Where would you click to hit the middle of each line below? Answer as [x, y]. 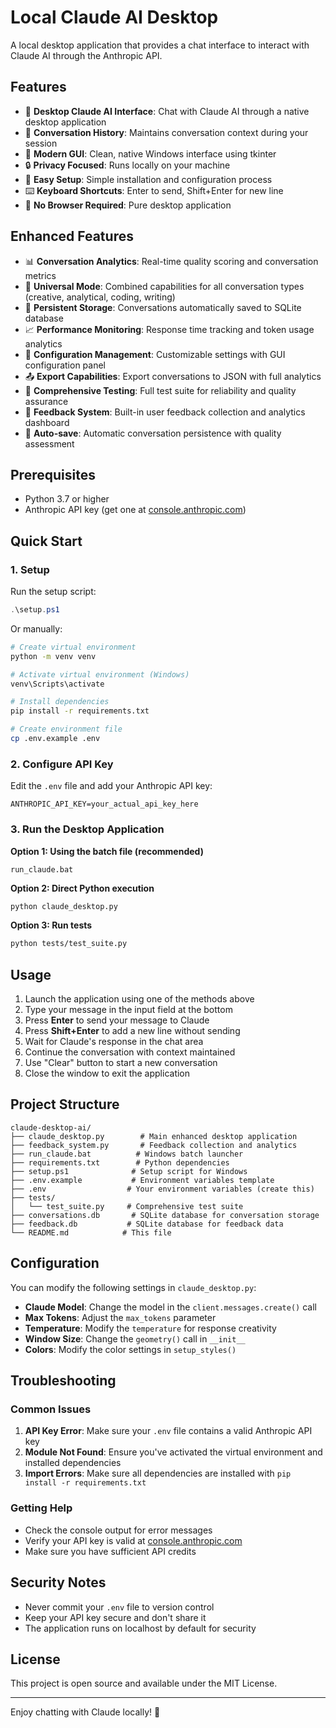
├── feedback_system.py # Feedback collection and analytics [154, 1145]
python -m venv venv [53, 656]
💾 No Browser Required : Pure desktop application [128, 205]
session [41, 143]
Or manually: [36, 628]
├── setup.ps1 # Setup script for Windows [129, 1171]
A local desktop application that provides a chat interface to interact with [160, 45]
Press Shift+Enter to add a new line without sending [132, 1031]
